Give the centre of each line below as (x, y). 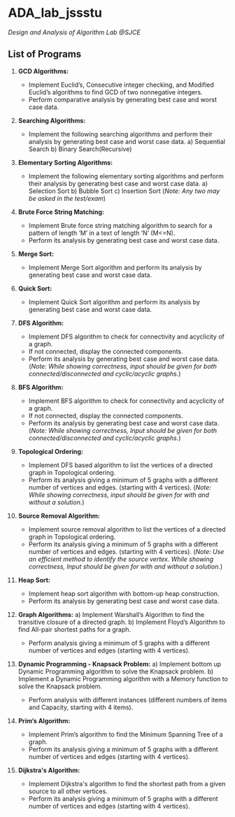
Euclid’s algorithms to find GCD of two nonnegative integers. (115, 92)
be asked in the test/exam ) (67, 198)
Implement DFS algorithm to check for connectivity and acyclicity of (126, 336)
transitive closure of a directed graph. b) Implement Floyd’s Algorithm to (122, 622)
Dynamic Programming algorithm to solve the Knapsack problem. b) (116, 671)
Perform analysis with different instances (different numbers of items (128, 699)
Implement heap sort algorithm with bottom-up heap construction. (124, 593)
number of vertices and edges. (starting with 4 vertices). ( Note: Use (126, 551)
